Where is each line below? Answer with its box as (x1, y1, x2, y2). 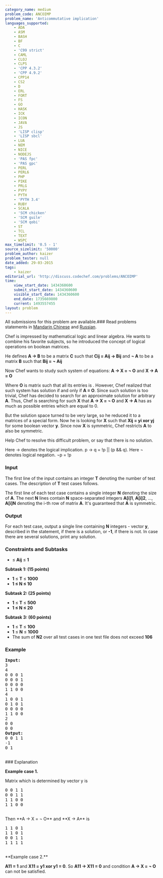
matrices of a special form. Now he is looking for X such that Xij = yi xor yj (5, 418, 155, 424)
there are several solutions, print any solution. (5, 534, 97, 539)
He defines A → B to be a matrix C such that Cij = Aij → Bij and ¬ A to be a (5, 353, 154, 359)
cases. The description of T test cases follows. (5, 480, 99, 486)
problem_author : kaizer (5, 251, 54, 256)
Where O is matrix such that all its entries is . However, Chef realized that (5, 382, 151, 388)
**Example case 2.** (5, 854, 48, 860)
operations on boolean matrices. (5, 344, 71, 350)
